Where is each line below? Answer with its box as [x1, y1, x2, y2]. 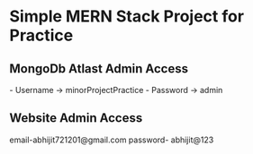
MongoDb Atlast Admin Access [9, 61, 189, 76]
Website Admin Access [9, 110, 143, 126]
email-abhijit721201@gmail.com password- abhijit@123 [9, 134, 214, 145]
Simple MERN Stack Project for [9, 6, 245, 27]
